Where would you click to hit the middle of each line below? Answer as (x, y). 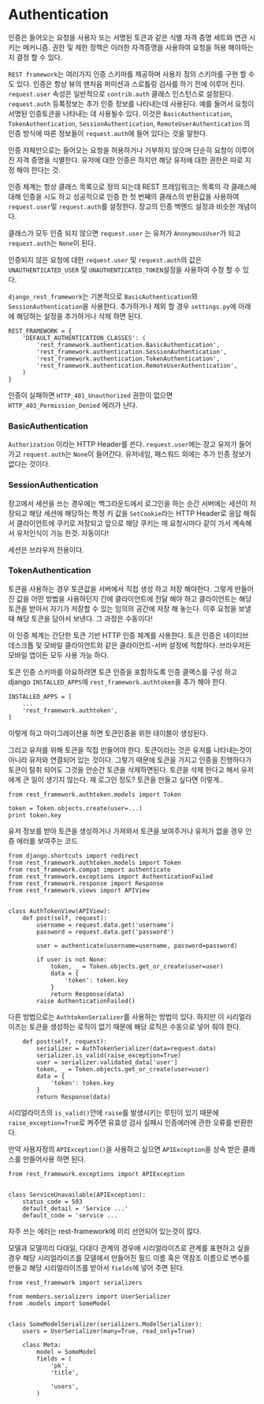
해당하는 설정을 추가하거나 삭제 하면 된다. (80, 316)
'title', (65, 1372)
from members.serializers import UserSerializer (89, 1296)
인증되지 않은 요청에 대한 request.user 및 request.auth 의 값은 (105, 259)
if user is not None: (72, 959)
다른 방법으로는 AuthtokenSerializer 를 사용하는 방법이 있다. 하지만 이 (116, 1017)
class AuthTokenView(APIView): (59, 911)
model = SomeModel (67, 1352)
